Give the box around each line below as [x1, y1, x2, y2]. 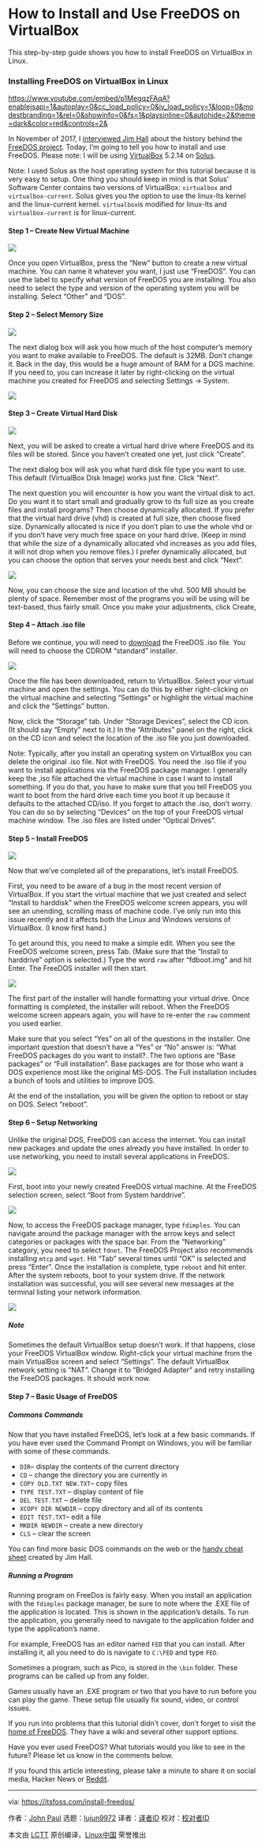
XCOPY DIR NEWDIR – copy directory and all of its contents [19, 1503, 203, 1513]
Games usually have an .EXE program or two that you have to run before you [8, 1686, 257, 1696]
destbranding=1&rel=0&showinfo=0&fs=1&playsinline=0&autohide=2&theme [8, 110, 256, 120]
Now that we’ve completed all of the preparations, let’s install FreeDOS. [8, 866, 239, 875]
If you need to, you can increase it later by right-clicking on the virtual [8, 368, 235, 377]
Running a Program [8, 1570, 73, 1580]
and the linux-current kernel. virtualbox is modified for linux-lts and [8, 200, 227, 209]
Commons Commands [8, 1409, 84, 1420]
